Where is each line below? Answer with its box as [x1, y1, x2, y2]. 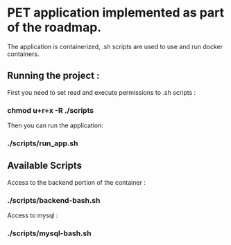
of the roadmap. [7, 19, 102, 35]
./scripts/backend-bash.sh [7, 195, 101, 205]
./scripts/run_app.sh [7, 138, 78, 148]
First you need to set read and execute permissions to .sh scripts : [7, 88, 196, 96]
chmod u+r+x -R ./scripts [7, 105, 94, 115]
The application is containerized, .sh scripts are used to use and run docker [7, 42, 223, 51]
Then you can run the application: [7, 121, 104, 129]
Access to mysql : [7, 211, 58, 219]
